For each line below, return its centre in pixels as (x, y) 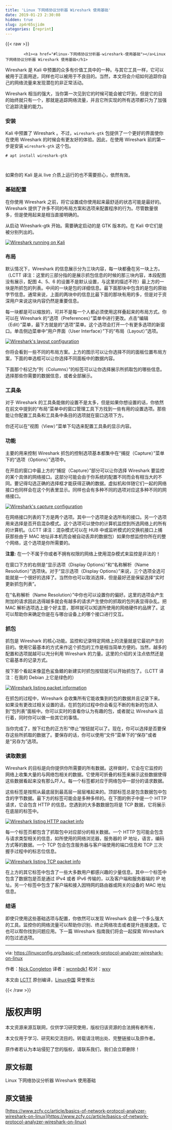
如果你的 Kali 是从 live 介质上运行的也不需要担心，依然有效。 (69, 175)
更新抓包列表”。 (22, 584)
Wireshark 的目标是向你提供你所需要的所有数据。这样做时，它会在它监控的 (84, 768)
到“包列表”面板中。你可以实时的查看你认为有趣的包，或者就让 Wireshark (81, 711)
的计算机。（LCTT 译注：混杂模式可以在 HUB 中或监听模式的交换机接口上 (82, 530)
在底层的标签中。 (23, 811)
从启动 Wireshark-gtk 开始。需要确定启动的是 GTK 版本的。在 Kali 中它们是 (84, 225)
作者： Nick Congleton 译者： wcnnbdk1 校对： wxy (58, 969)
